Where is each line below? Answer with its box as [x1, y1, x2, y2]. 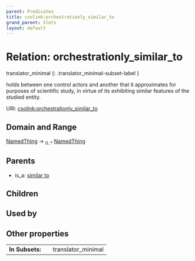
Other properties [6, 229, 69, 239]
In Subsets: [9, 245, 41, 253]
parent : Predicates [6, 8, 54, 15]
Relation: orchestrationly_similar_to [6, 51, 183, 63]
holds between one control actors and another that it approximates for [6, 81, 177, 88]
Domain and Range [6, 122, 77, 132]
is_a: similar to [14, 172, 49, 179]
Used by [6, 209, 37, 219]
